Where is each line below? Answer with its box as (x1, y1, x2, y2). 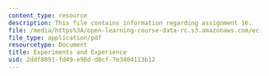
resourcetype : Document (8, 41, 88, 49)
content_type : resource (8, 11, 88, 20)
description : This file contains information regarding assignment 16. (8, 19, 252, 27)
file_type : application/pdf (8, 33, 102, 42)
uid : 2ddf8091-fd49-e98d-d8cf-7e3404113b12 (8, 56, 156, 64)
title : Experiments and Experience (8, 48, 127, 56)
